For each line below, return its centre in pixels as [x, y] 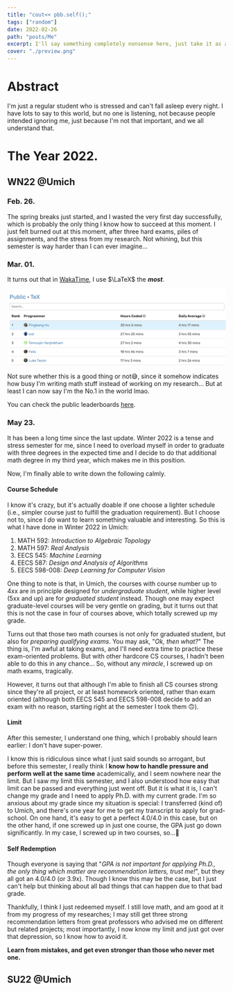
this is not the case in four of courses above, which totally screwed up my [113, 613]
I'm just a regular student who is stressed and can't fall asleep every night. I [115, 106]
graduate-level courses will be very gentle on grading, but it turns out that [113, 606]
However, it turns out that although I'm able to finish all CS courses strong [113, 684]
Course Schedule [33, 490]
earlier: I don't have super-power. [55, 746]
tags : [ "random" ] [32, 22]
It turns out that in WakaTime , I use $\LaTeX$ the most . [86, 280]
